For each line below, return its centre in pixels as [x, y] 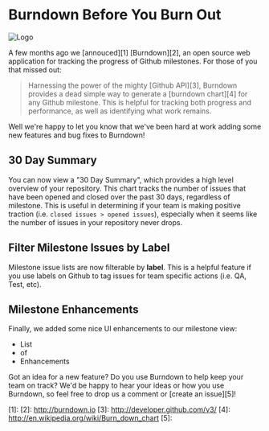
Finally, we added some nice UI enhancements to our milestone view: [123, 329]
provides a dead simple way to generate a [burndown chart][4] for [138, 93]
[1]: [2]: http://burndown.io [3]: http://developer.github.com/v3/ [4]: [119, 410]
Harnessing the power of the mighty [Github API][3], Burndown [132, 85]
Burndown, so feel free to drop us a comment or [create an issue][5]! [122, 394]
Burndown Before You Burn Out [115, 15]
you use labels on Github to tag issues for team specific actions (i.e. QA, [128, 276]
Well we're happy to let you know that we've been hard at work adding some [135, 126]
